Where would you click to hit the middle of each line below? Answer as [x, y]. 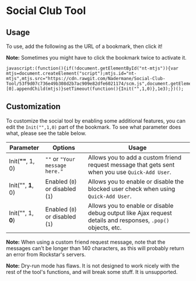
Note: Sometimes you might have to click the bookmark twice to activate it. [96, 58]
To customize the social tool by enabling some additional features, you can [96, 120]
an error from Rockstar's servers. [46, 254]
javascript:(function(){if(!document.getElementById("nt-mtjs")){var [92, 68]
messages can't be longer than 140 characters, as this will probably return [95, 248]
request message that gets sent [131, 165]
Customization [34, 107]
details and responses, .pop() [129, 220]
